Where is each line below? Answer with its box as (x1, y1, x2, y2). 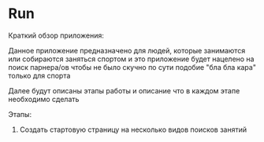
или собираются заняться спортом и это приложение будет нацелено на (8, 54, 255, 64)
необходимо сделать (8, 94, 80, 104)
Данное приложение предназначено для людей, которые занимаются (8, 46, 246, 55)
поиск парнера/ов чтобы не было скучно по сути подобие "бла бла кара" (8, 62, 256, 71)
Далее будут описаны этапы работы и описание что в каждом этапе (8, 86, 240, 95)
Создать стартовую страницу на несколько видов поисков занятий (19, 125, 247, 134)
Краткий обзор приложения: (8, 31, 105, 40)
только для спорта (8, 71, 71, 80)
